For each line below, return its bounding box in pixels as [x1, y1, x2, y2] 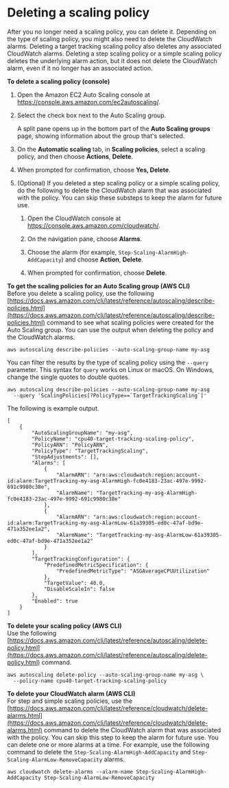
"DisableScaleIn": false [43, 586, 115, 592]
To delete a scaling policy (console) [7, 77, 110, 85]
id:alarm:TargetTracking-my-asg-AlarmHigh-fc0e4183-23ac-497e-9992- [7, 477, 207, 485]
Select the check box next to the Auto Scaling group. [16, 111, 167, 119]
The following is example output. [7, 404, 99, 413]
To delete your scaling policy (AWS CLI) [7, 621, 122, 629]
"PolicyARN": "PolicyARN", [32, 441, 109, 448]
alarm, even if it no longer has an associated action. [7, 64, 153, 72]
